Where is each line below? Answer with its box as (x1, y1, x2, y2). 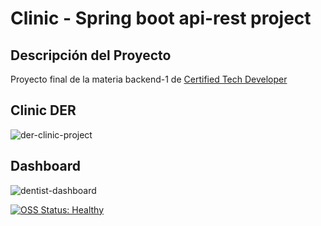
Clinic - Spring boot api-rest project (10, 7, 312, 30)
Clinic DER (10, 102, 77, 119)
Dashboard (10, 158, 81, 175)
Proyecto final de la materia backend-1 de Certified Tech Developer (10, 73, 288, 85)
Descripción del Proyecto (10, 47, 172, 64)
